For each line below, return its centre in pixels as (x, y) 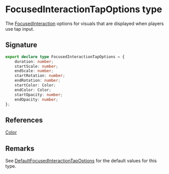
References (24, 120)
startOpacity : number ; (39, 95)
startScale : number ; (36, 66)
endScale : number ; (34, 71)
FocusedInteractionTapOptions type (84, 9)
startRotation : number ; (40, 76)
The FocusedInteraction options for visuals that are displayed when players (84, 23)
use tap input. (20, 29)
